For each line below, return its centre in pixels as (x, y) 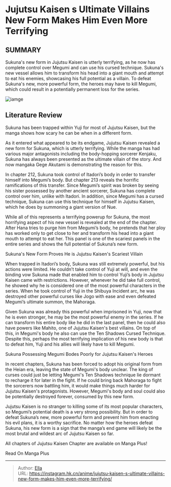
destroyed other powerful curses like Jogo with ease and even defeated (81, 296)
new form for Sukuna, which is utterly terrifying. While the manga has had (83, 148)
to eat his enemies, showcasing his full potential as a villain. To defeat (78, 78)
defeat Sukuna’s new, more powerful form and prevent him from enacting (82, 417)
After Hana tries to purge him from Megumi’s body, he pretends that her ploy (85, 228)
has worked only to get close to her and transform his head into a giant (80, 233)
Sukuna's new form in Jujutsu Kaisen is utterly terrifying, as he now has (80, 62)
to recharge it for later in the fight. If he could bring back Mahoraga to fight (83, 380)
